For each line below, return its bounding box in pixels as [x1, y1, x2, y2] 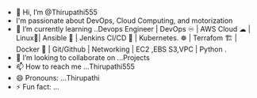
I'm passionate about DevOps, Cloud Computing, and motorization [15, 16, 233, 25]
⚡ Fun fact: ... [15, 82, 59, 91]
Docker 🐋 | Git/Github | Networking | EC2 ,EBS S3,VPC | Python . [15, 44, 228, 54]
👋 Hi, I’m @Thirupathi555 [15, 8, 98, 17]
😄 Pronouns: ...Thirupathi [15, 73, 100, 82]
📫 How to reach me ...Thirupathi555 [15, 62, 135, 71]
